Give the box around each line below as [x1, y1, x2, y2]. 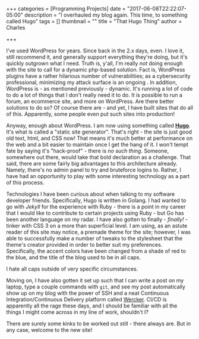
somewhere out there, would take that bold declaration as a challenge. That [6, 154, 191, 160]
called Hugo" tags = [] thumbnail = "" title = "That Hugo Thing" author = [6, 18, 182, 24]
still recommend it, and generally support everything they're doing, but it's [6, 54, 188, 60]
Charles [6, 24, 26, 31]
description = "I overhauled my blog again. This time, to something [24, 11, 188, 18]
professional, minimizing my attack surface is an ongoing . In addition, [6, 79, 178, 86]
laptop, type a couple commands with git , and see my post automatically [6, 283, 186, 290]
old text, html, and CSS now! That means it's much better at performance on [6, 135, 193, 142]
